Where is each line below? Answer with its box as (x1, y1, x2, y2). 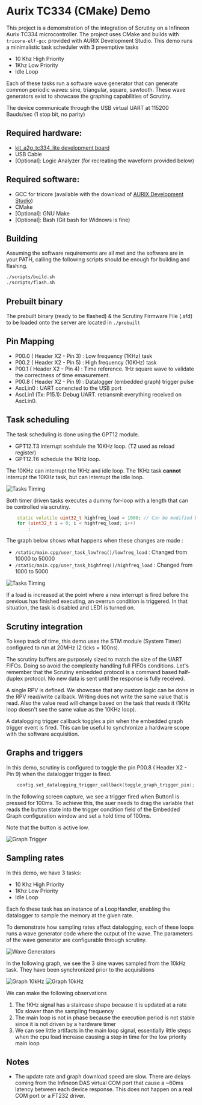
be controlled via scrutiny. (6, 503, 71, 511)
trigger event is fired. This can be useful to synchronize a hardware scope (6, 724, 189, 731)
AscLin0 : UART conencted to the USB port (14, 384, 122, 392)
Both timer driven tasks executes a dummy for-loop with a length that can (6, 497, 188, 504)
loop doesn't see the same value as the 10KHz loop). (6, 706, 136, 713)
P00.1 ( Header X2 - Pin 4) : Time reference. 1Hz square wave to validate (14, 365, 194, 372)
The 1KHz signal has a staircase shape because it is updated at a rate (14, 1001, 187, 1008)
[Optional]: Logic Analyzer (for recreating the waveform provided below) (14, 157, 194, 164)
